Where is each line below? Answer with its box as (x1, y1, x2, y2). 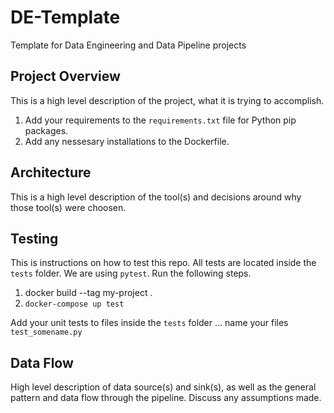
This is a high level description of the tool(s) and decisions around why (10, 191, 302, 203)
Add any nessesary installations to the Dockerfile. (24, 135, 230, 147)
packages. (24, 124, 69, 136)
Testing (10, 230, 59, 247)
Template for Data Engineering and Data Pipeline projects (10, 39, 247, 51)
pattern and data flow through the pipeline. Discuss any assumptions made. (10, 392, 322, 404)
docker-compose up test (24, 299, 125, 310)
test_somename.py (10, 327, 83, 338)
